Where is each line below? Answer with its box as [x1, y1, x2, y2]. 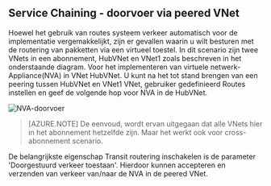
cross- [224, 127, 247, 137]
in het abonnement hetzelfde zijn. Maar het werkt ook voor [27, 127, 223, 137]
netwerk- [210, 62, 241, 72]
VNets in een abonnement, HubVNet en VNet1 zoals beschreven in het [8, 53, 242, 63]
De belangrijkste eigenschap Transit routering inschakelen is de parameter [8, 151, 256, 161]
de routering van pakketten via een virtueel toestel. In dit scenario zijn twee [8, 44, 259, 55]
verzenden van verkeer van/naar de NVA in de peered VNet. [8, 168, 208, 178]
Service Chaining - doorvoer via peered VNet [8, 6, 240, 20]
